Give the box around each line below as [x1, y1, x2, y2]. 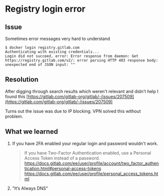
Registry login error [5, 3, 85, 15]
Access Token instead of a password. [24, 155, 100, 161]
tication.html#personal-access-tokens [24, 165, 102, 171]
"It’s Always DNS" [12, 185, 48, 191]
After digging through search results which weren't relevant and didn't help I [5, 88, 159, 94]
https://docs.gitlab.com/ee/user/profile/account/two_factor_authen [24, 160, 159, 166]
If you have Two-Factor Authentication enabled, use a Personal [24, 150, 151, 156]
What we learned [5, 128, 58, 136]
